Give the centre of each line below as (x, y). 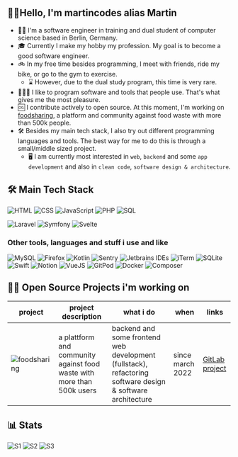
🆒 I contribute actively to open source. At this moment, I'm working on (121, 107)
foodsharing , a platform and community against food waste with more (119, 115)
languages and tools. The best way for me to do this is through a (112, 141)
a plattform (76, 337)
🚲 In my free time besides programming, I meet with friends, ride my (118, 64)
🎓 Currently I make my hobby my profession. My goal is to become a (119, 45)
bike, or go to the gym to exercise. (68, 74)
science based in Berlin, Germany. (68, 38)
